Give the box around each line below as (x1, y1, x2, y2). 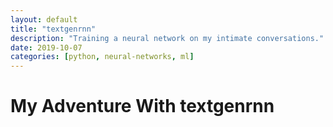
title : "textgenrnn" (10, 24, 97, 34)
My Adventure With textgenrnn (10, 95, 275, 118)
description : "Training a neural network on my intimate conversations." (10, 33, 325, 43)
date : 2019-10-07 (10, 42, 83, 53)
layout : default (10, 14, 78, 25)
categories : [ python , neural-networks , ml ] (10, 52, 195, 62)
